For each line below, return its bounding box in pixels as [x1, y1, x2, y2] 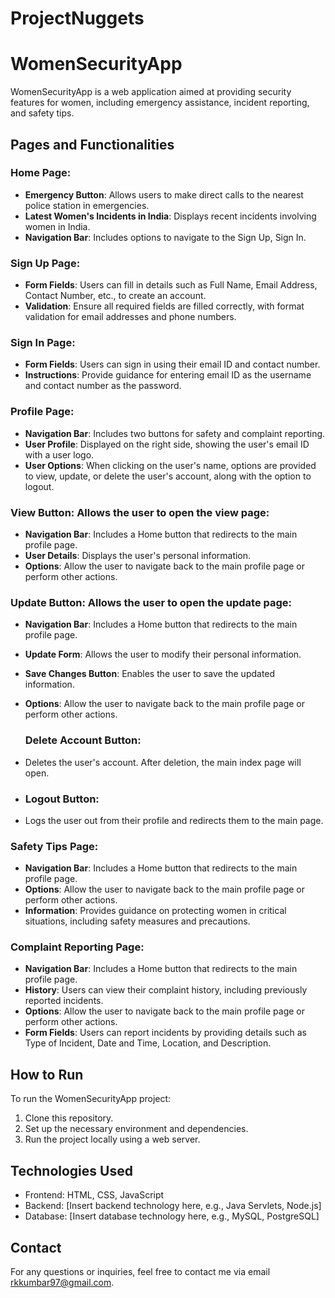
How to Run [10, 1066, 84, 1083]
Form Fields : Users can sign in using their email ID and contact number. [24, 358, 321, 371]
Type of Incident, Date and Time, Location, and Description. [24, 1037, 272, 1049]
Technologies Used [10, 1162, 133, 1179]
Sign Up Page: [10, 256, 81, 270]
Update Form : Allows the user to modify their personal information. [24, 648, 302, 661]
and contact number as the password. [24, 380, 182, 392]
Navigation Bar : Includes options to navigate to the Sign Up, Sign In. [24, 231, 307, 243]
